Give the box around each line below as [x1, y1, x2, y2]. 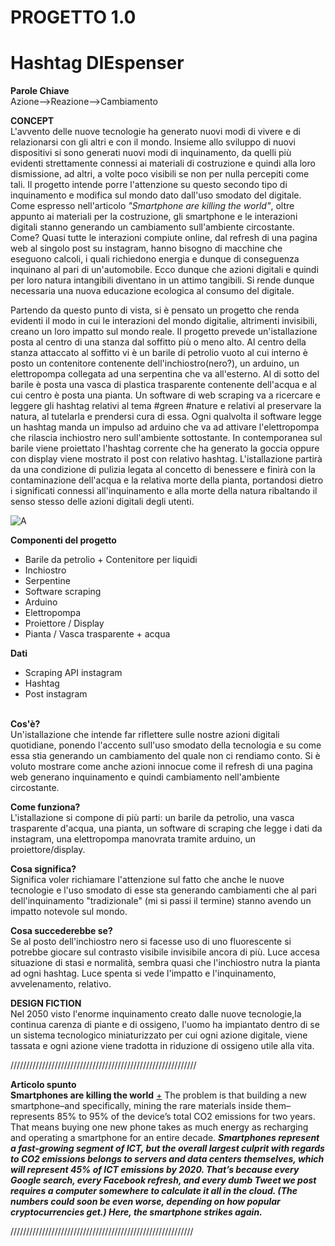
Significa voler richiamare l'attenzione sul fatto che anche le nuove [10, 874, 285, 886]
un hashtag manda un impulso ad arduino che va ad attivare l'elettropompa [10, 421, 320, 433]
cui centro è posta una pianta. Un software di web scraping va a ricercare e [10, 389, 321, 401]
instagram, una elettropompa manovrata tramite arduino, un [10, 833, 257, 845]
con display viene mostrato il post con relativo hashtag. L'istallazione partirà [10, 453, 323, 465]
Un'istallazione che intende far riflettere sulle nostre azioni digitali [10, 729, 280, 741]
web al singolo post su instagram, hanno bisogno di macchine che [10, 242, 283, 255]
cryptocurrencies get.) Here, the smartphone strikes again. [10, 1206, 263, 1218]
